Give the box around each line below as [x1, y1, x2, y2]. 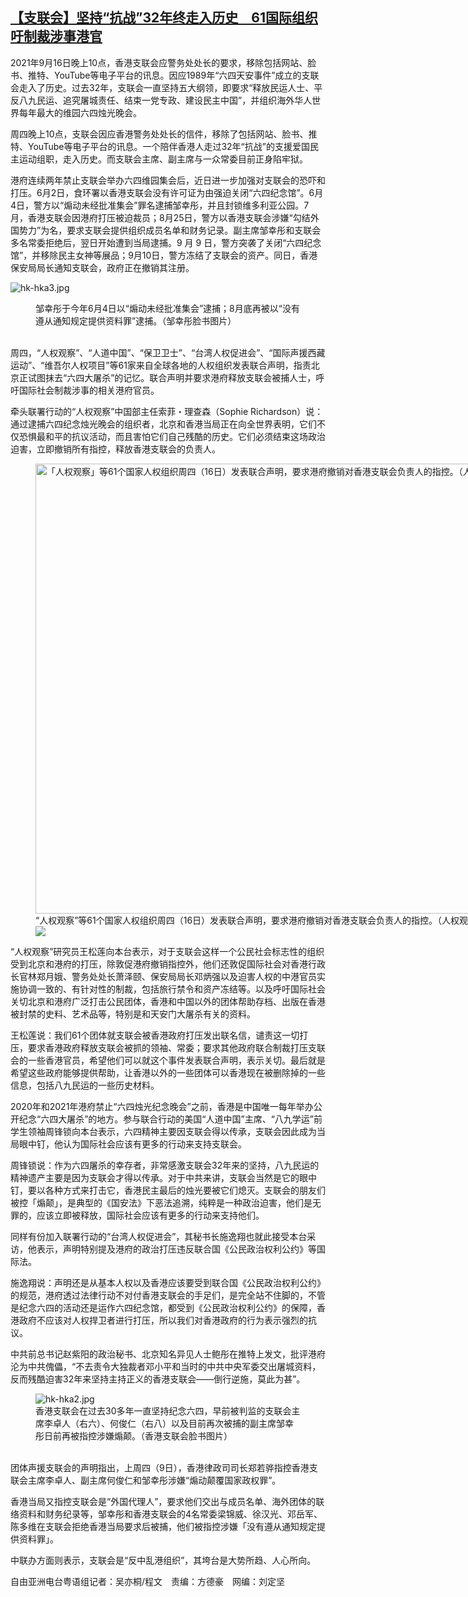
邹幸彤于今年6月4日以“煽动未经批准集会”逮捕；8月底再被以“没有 [35, 302, 300, 314]
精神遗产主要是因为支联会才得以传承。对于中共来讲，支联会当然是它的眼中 [10, 1171, 317, 1183]
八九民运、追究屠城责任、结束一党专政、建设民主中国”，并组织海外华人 [18, 94, 313, 106]
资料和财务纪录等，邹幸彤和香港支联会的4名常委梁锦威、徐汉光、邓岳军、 [18, 1508, 323, 1520]
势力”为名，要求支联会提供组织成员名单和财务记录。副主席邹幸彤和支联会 [18, 224, 322, 236]
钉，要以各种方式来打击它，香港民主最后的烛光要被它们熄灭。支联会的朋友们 [10, 1184, 326, 1196]
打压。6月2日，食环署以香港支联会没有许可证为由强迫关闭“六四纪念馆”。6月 [10, 186, 324, 198]
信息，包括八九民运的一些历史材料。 [10, 1079, 160, 1091]
